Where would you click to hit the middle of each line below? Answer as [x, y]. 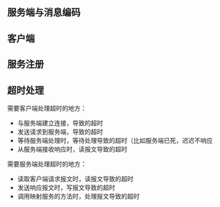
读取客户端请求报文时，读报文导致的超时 [75, 178]
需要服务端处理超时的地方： [47, 164]
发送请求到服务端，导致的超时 [60, 132]
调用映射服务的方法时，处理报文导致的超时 [78, 196]
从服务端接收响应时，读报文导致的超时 [72, 149]
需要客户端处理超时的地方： [47, 108]
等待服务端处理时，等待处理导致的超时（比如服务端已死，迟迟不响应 [115, 140]
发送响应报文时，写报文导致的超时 [66, 187]
